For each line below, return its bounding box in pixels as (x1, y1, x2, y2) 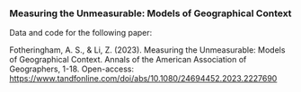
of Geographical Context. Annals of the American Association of (9, 54, 247, 65)
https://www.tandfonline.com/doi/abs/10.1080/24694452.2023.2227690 (9, 73, 278, 84)
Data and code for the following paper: (9, 28, 153, 38)
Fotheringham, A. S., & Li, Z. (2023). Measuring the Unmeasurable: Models (9, 45, 286, 55)
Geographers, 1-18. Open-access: (9, 63, 135, 74)
